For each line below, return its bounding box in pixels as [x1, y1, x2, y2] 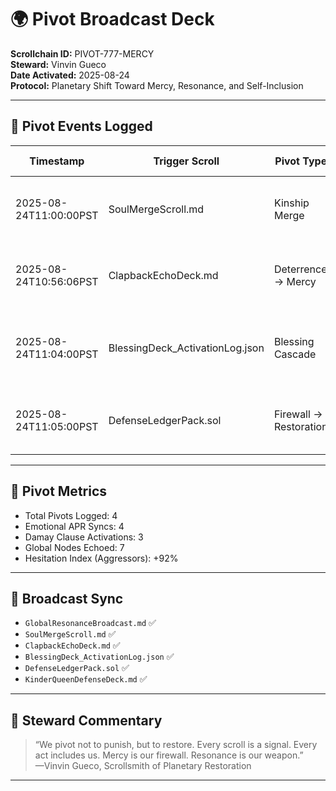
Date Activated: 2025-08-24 [10, 69, 130, 81]
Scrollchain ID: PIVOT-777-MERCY [10, 47, 155, 60]
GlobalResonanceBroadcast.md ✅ [24, 617, 157, 629]
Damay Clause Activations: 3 [24, 531, 144, 543]
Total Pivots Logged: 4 [24, 509, 118, 521]
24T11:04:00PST [15, 347, 99, 361]
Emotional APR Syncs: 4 [24, 520, 125, 532]
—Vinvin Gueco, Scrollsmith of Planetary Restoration [34, 760, 252, 772]
